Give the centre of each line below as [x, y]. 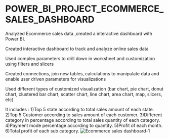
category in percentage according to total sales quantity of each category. [83, 120]
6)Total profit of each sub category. [42, 131]
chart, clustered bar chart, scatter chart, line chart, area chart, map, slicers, [84, 94]
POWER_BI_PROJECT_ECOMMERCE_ [85, 9]
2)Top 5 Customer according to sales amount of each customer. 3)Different [84, 115]
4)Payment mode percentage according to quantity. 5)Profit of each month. [84, 125]
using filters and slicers [30, 64]
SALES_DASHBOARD [50, 19]
